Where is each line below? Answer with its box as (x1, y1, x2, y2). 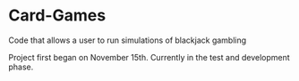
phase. (8, 61, 34, 72)
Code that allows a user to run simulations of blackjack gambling (8, 35, 247, 45)
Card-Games (8, 5, 107, 26)
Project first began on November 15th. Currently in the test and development (8, 52, 290, 62)
